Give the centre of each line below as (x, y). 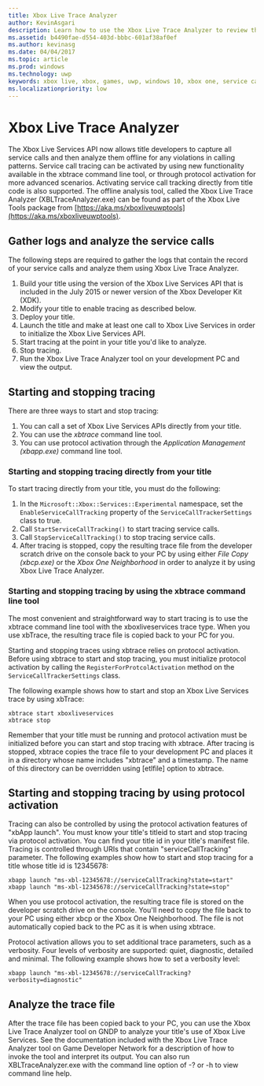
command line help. (40, 1073)
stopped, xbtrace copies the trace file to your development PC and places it (130, 752)
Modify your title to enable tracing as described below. (108, 308)
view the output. (46, 368)
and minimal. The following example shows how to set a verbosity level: (124, 959)
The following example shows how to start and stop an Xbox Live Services (128, 690)
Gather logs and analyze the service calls (111, 241)
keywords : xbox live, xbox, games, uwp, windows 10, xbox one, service (128, 81)
